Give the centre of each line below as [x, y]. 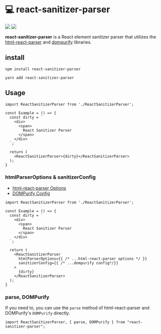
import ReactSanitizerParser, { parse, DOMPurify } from [65, 322]
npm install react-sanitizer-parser [43, 69]
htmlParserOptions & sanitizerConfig [51, 177]
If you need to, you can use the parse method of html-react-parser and [77, 308]
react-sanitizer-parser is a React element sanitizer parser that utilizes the [81, 37]
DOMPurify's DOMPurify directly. [38, 313]
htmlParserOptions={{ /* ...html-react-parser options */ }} [83, 259]
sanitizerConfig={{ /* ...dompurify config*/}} [68, 263]
